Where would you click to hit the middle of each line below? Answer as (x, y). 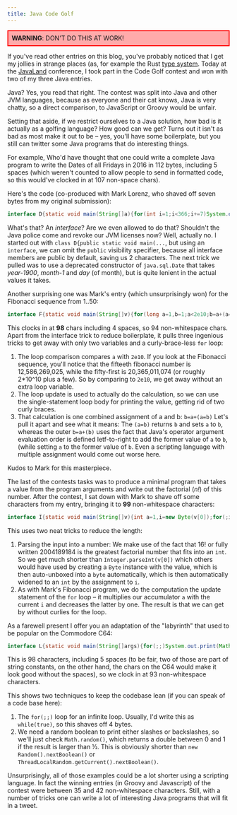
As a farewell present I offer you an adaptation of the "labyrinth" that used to (119, 626)
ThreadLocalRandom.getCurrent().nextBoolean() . (88, 762)
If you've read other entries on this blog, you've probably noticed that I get (115, 56)
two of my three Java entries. (50, 78)
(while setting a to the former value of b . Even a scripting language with (121, 447)
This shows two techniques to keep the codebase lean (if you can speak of (116, 696)
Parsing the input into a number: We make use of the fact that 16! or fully (123, 544)
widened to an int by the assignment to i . (78, 582)
